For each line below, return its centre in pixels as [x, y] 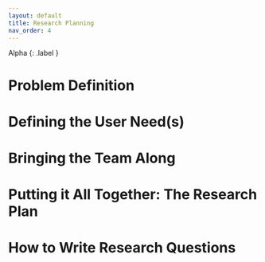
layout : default [35, 16]
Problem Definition [72, 85]
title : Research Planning [51, 23]
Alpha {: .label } [33, 53]
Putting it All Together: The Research [132, 195]
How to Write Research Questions [122, 248]
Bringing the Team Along [92, 158]
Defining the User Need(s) [96, 121]
